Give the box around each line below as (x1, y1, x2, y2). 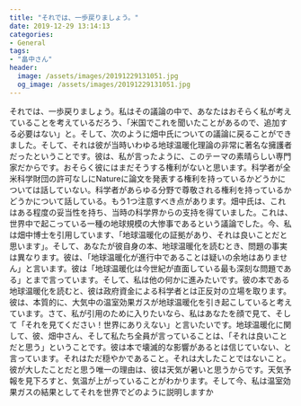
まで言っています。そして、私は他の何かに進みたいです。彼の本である (32, 274, 290, 285)
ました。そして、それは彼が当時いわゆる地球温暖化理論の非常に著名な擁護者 (9, 139, 292, 150)
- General (9, 38, 47, 48)
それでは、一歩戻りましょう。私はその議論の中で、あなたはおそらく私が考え (9, 105, 292, 117)
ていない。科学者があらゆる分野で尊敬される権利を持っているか (55, 184, 292, 195)
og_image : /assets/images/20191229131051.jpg (17, 80, 191, 89)
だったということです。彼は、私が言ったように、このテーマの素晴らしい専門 (9, 150, 292, 162)
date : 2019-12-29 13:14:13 (9, 22, 111, 31)
